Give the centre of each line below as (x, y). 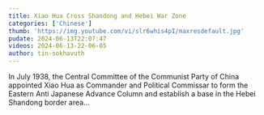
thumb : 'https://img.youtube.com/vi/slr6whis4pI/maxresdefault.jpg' (126, 31)
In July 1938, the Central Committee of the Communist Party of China (124, 77)
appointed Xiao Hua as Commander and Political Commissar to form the (128, 85)
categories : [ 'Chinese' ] (50, 23)
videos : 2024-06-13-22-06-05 (57, 46)
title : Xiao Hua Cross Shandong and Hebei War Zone (97, 16)
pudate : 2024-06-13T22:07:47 (57, 38)
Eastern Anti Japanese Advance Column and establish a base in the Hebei (132, 94)
